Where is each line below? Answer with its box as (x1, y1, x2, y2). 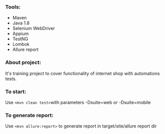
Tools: (5, 3, 21, 10)
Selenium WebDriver (12, 25, 55, 31)
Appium (12, 31, 29, 37)
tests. (5, 76, 17, 82)
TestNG (12, 36, 29, 42)
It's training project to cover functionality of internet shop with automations (5, 70, 160, 76)
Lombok (12, 41, 30, 47)
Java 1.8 (12, 20, 30, 26)
